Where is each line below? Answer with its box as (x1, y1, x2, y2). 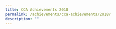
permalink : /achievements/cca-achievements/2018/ (5, 12, 111, 17)
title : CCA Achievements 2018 (5, 7, 69, 12)
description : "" (5, 16, 39, 21)
